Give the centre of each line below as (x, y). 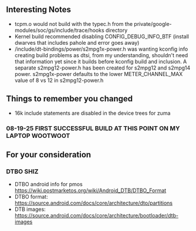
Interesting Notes (39, 10)
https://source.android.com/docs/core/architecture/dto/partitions (94, 203)
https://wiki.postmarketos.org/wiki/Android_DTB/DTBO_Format (90, 190)
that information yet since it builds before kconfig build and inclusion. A (101, 61)
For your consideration (49, 155)
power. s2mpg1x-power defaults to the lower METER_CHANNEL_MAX (99, 74)
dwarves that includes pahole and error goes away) (77, 42)
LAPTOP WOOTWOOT (38, 136)
